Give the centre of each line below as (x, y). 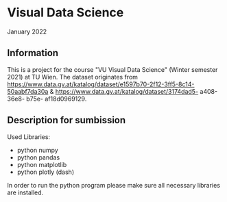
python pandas (38, 157)
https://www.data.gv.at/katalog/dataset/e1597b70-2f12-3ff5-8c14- (101, 84)
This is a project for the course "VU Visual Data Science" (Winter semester (112, 69)
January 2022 (27, 31)
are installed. (25, 192)
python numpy (37, 150)
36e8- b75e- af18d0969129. (47, 99)
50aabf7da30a (28, 91)
